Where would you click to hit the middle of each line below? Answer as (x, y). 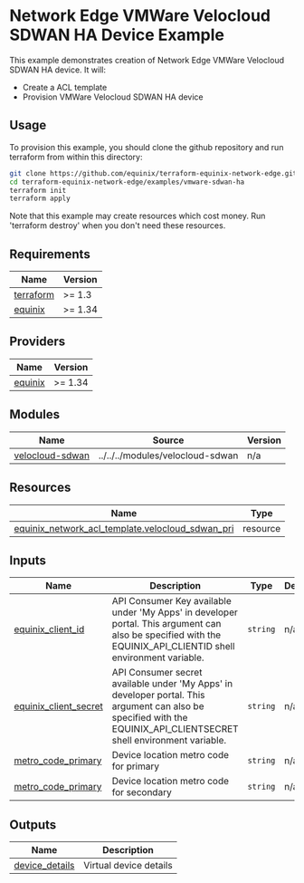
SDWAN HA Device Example (117, 35)
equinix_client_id (49, 629)
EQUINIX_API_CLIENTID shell (173, 647)
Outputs (33, 825)
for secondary (142, 792)
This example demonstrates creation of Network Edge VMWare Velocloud (147, 60)
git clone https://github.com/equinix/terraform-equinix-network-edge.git (153, 173)
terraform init (38, 190)
